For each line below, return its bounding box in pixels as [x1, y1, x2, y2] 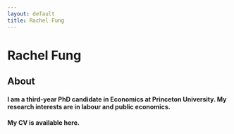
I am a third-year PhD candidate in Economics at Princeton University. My [7, 95, 227, 103]
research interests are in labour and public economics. [7, 102, 171, 111]
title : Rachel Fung [7, 17, 65, 24]
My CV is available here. [7, 118, 80, 127]
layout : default [7, 10, 55, 18]
